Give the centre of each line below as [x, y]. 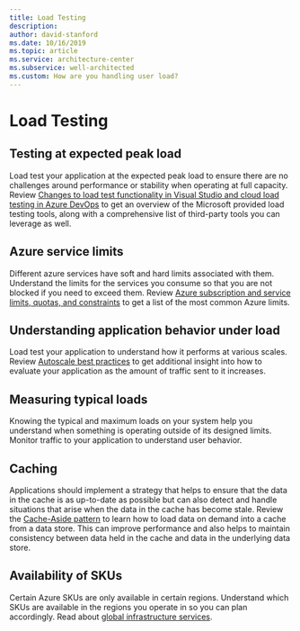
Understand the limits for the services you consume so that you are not [141, 283]
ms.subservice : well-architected [72, 68]
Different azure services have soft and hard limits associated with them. [142, 273]
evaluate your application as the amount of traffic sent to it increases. [138, 371]
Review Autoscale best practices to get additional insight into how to [136, 362]
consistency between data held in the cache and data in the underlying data [150, 538]
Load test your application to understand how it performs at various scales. [148, 352]
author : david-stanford [54, 34]
